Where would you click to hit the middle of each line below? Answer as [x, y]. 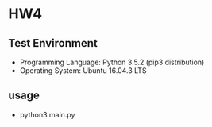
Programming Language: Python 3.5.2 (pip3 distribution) [112, 62]
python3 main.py [47, 114]
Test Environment [53, 43]
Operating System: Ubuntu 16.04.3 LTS [83, 71]
